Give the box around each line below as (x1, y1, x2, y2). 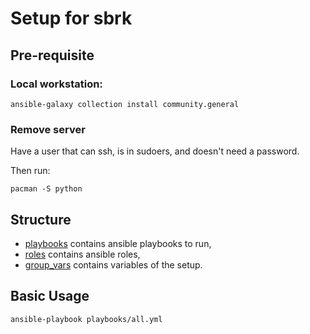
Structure (10, 211, 72, 228)
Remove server (10, 122, 86, 136)
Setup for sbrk (10, 7, 133, 30)
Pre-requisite (10, 47, 95, 64)
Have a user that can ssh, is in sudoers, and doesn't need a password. (10, 145, 300, 157)
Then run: (10, 165, 51, 177)
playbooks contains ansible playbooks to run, (24, 237, 212, 249)
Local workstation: (10, 77, 103, 91)
